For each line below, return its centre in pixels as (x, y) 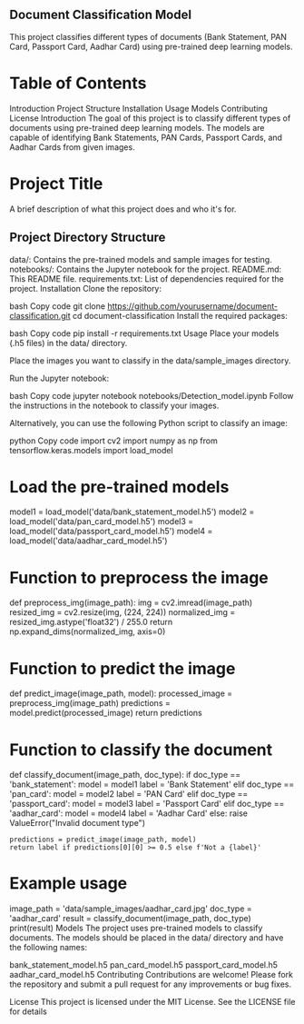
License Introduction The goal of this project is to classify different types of (150, 118)
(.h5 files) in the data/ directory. (69, 343)
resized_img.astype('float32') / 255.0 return (91, 622)
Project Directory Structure (88, 238)
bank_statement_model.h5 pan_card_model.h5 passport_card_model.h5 (144, 965)
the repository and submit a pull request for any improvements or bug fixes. (151, 984)
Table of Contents (78, 83)
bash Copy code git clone (58, 306)
